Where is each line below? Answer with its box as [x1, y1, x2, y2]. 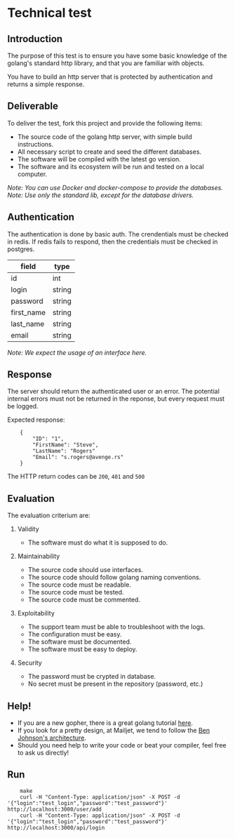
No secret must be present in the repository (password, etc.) [27, 679, 203, 689]
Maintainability [17, 552, 60, 561]
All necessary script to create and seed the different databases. [17, 147, 202, 156]
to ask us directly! [17, 749, 69, 757]
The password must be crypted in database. [27, 672, 156, 681]
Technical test [7, 5, 92, 21]
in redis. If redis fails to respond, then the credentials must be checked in [7, 237, 218, 246]
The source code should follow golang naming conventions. [27, 573, 201, 582]
